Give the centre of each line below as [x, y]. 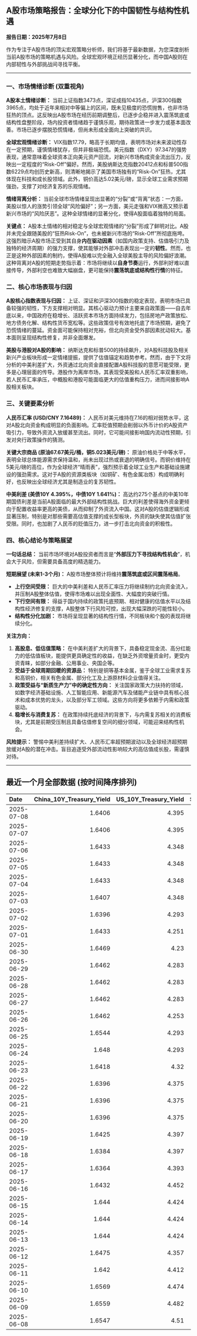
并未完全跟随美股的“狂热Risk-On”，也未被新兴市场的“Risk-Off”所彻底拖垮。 [97, 234]
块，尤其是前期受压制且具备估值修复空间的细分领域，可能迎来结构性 [97, 722]
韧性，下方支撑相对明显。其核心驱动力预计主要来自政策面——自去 [106, 308]
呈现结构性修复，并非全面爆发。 [60, 338]
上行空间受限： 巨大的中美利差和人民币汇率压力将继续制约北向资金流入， [103, 586]
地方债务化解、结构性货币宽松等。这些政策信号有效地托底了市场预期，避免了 [98, 323]
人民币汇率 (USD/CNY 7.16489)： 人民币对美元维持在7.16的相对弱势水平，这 [98, 417]
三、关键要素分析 [30, 404]
